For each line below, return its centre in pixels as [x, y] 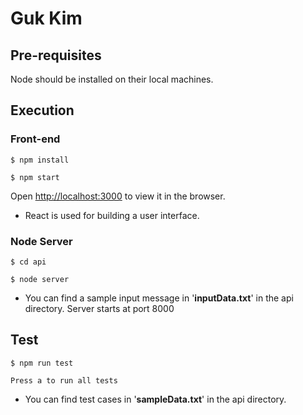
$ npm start [35, 177]
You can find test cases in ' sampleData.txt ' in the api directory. [155, 399]
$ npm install [40, 160]
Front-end [35, 139]
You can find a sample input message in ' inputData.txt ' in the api [159, 298]
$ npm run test [42, 363]
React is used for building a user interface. [112, 215]
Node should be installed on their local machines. [112, 79]
